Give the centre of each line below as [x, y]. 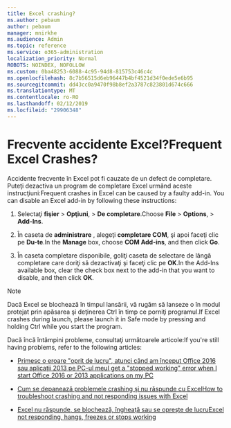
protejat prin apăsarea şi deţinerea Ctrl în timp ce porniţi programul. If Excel [113, 312]
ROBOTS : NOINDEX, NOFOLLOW [46, 65]
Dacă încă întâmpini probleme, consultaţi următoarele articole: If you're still [113, 339]
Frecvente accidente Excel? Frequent [115, 144]
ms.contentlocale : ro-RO [43, 98]
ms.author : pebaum [34, 20]
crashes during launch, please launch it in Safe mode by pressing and [107, 319]
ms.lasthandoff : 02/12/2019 [48, 104]
